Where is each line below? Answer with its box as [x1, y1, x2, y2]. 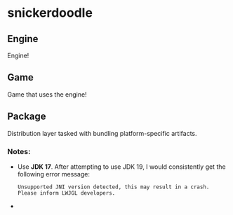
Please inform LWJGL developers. [17, 189, 116, 197]
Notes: [7, 146, 31, 156]
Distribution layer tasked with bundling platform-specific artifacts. [7, 129, 198, 137]
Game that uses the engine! [7, 90, 87, 99]
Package [7, 111, 47, 123]
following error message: [17, 169, 90, 178]
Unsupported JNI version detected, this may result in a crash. [17, 183, 210, 190]
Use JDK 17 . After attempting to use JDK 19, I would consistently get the [17, 162, 226, 171]
